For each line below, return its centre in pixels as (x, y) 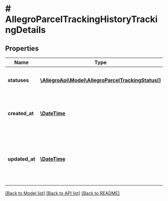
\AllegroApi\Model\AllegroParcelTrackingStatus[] (100, 80)
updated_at (21, 159)
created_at (21, 113)
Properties (22, 48)
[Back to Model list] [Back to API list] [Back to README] (62, 193)
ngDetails (25, 30)
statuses (18, 80)
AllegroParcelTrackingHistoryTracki (81, 19)
